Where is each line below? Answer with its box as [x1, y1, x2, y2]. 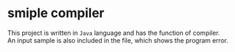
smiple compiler [7, 5, 105, 21]
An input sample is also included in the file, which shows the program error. [7, 36, 229, 44]
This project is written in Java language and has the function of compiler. [7, 28, 221, 37]
